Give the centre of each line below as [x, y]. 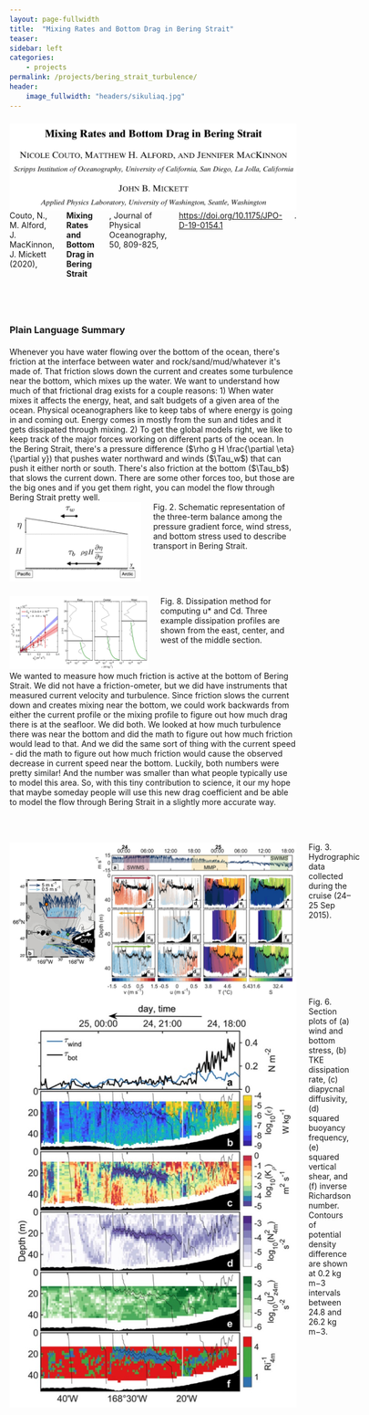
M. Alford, [28, 225]
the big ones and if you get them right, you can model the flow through [142, 487]
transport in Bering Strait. [200, 545]
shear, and [328, 1176]
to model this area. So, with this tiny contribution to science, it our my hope [150, 783]
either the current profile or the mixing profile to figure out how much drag [149, 715]
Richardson [330, 1195]
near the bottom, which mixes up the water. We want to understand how [145, 381]
